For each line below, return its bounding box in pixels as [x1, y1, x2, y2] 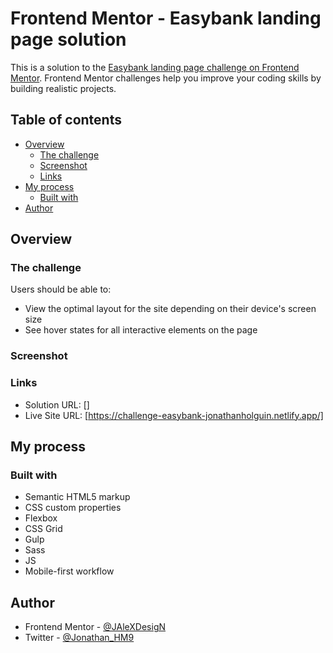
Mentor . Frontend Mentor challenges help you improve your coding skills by [10, 72, 322, 84]
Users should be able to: [10, 283, 112, 296]
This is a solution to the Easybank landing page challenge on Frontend [10, 61, 300, 73]
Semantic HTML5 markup [24, 491, 131, 503]
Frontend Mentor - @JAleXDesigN [24, 621, 167, 633]
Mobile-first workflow [24, 565, 115, 577]
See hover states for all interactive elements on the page [24, 324, 258, 336]
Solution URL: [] [24, 398, 90, 411]
